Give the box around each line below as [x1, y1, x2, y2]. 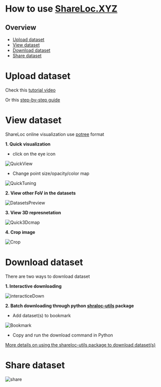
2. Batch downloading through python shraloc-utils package [5, 303, 134, 309]
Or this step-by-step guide [5, 96, 60, 103]
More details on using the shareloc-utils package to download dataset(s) [5, 342, 156, 348]
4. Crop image [5, 229, 35, 235]
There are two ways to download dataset [5, 273, 90, 279]
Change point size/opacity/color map [12, 170, 90, 176]
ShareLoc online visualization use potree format [5, 131, 105, 137]
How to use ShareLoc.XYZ [5, 3, 118, 15]
